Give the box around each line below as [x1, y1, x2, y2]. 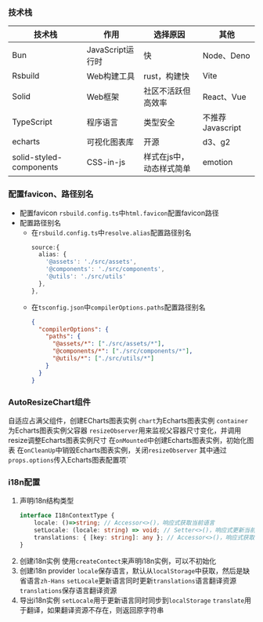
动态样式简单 [143, 163, 191, 174]
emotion [202, 157, 233, 168]
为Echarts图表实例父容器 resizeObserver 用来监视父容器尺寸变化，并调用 [8, 426, 242, 435]
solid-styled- [12, 152, 63, 163]
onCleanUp [23, 446, 56, 455]
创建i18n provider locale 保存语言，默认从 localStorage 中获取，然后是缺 [19, 565, 250, 575]
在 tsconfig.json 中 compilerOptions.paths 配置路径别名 [31, 302, 206, 312]
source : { [31, 243, 60, 251]
